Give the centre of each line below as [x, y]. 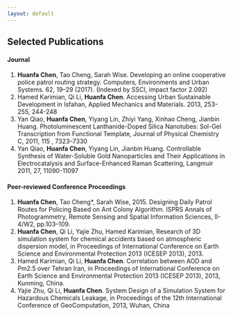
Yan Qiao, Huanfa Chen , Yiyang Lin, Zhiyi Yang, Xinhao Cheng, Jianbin [118, 119]
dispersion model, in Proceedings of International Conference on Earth [118, 247]
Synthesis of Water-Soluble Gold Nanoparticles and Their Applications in [121, 156]
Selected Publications [55, 42]
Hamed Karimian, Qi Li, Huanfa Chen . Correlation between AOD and [115, 261]
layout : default [31, 14]
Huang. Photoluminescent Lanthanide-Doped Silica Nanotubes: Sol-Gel [119, 126]
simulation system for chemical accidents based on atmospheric [109, 239]
